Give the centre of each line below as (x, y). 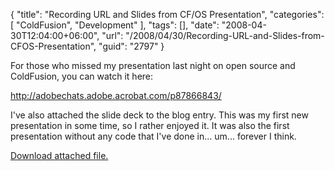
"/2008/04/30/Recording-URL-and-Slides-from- (225, 35)
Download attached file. (59, 155)
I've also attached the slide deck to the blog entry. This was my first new (159, 115)
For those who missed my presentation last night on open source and (153, 65)
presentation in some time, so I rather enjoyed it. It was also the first (150, 125)
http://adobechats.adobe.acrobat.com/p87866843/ (116, 95)
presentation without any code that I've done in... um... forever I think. (153, 136)
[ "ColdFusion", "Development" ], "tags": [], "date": (115, 25)
